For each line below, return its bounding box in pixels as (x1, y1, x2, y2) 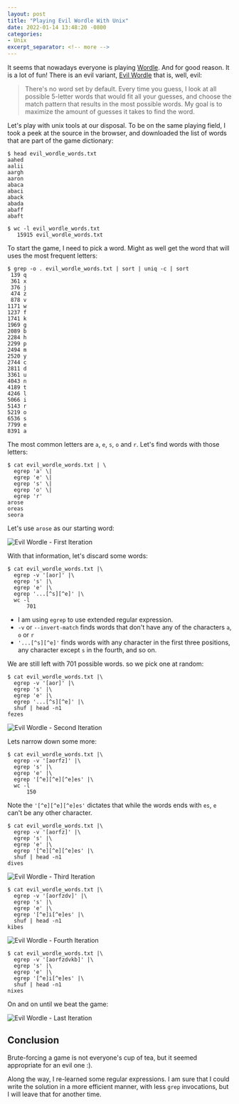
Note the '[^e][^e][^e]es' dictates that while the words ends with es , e (7, 801, 217, 809)
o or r (17, 631, 34, 639)
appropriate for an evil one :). (7, 1060, 93, 1069)
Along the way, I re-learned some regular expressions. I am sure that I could (7, 1075, 230, 1083)
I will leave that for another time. (7, 1090, 102, 1098)
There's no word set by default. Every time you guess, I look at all (24, 85, 217, 93)
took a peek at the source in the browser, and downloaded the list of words (7, 129, 228, 137)
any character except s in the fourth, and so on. (17, 646, 157, 654)
